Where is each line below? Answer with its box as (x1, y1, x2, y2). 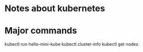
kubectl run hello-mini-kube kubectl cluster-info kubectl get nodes (4, 41, 139, 47)
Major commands (4, 25, 77, 36)
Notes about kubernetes (4, 3, 105, 14)
